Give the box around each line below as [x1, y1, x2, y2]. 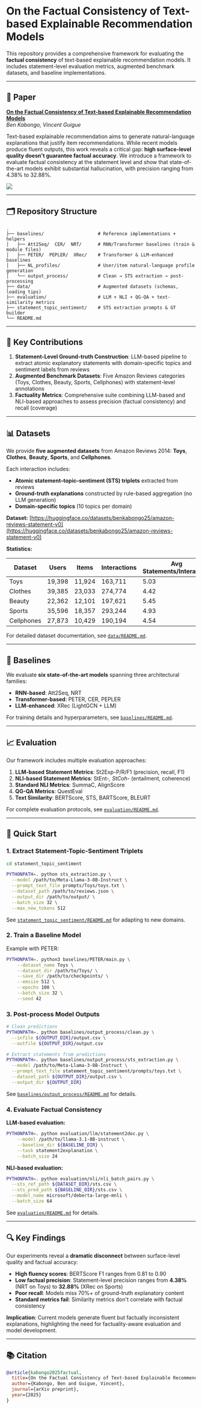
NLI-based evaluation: [6, 1164, 63, 1171]
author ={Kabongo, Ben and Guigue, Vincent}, [11, 1381, 125, 1387]
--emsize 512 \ [17, 979, 55, 985]
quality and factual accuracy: [6, 1258, 78, 1265]
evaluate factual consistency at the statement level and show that [6, 158, 168, 165]
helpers [6, 236, 26, 242]
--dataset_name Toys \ [17, 962, 74, 968]
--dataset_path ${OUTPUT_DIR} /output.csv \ [11, 1074, 122, 1080]
